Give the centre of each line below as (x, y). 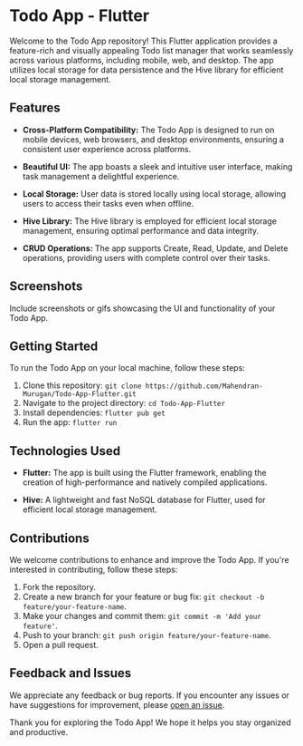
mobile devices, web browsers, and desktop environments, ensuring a (153, 139)
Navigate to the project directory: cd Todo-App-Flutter (124, 403)
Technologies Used (65, 451)
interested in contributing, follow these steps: (94, 569)
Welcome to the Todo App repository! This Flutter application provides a (143, 41)
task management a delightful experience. (101, 176)
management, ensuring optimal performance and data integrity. (141, 230)
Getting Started (54, 346)
